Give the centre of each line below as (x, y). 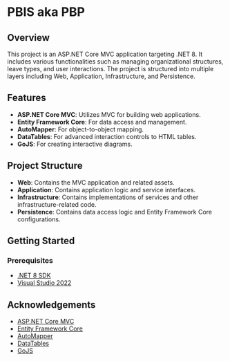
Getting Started (41, 241)
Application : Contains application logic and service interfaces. (106, 189)
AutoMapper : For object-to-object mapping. (80, 129)
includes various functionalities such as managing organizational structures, (115, 62)
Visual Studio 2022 (44, 283)
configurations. (39, 219)
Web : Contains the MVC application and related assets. (96, 182)
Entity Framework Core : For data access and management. (102, 122)
